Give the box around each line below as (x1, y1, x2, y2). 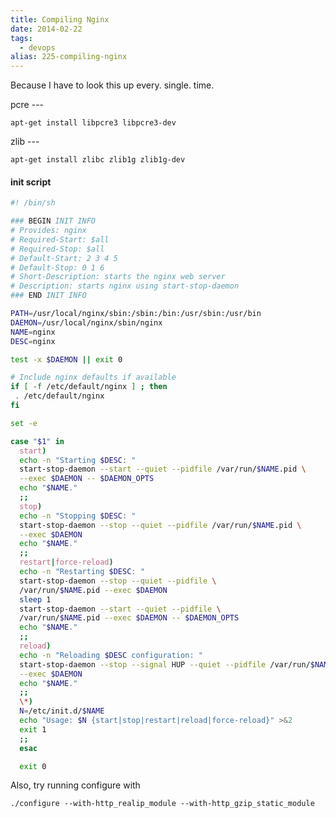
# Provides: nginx (10, 226, 87, 236)
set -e (10, 418, 38, 428)
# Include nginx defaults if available (10, 372, 177, 383)
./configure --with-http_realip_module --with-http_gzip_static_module (10, 799, 315, 809)
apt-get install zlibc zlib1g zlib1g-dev (10, 155, 186, 165)
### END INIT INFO (10, 291, 87, 301)
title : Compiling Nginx (10, 14, 110, 25)
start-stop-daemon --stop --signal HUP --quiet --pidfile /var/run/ (19, 659, 311, 670)
